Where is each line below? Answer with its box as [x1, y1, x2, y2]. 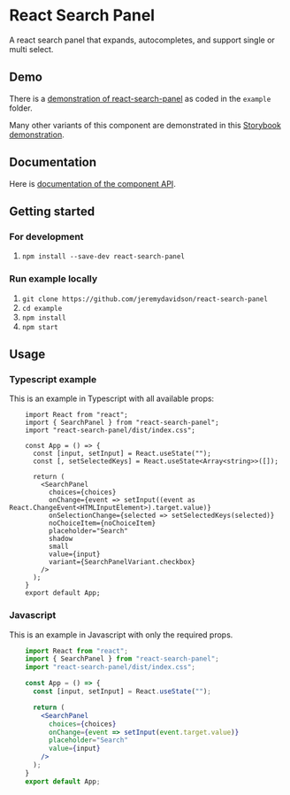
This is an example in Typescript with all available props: [9, 393, 215, 404]
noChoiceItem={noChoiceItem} [48, 519, 156, 528]
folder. [9, 103, 33, 113]
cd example [21, 304, 63, 313]
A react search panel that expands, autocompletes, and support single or [9, 35, 276, 45]
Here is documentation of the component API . [9, 178, 177, 189]
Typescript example [9, 373, 97, 385]
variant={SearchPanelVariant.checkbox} [48, 558, 196, 567]
